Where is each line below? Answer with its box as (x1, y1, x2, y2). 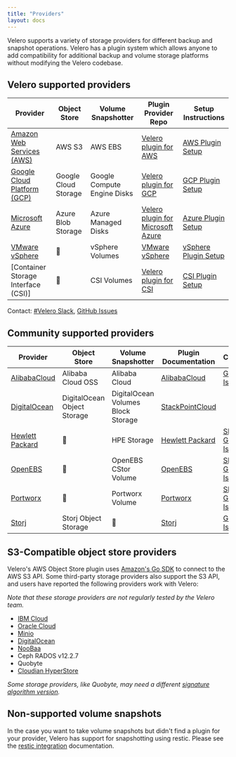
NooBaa (17, 644, 41, 652)
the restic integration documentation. (7, 742, 114, 750)
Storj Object (62, 513, 102, 523)
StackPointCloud (161, 402, 216, 412)
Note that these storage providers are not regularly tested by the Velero (7, 593, 215, 601)
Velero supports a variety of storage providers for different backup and (7, 36, 213, 44)
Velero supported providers (7, 79, 131, 91)
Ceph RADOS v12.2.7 (17, 651, 79, 660)
